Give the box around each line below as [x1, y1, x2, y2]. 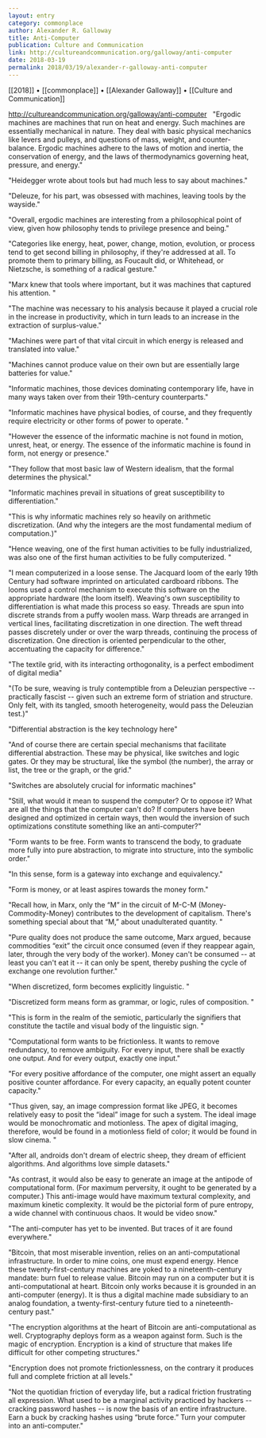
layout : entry [8, 11, 56, 20]
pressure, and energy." [8, 160, 83, 170]
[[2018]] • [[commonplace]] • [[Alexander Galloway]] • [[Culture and [8, 85, 233, 95]
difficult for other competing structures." [8, 1347, 141, 1357]
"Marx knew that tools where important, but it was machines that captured [8, 280, 252, 289]
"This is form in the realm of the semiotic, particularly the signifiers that [8, 1013, 241, 1022]
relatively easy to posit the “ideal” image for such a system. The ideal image [8, 1109, 256, 1119]
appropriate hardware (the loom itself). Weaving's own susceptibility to [8, 593, 241, 602]
